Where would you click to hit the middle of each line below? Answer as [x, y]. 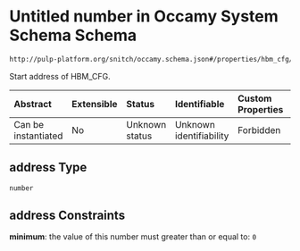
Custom [255, 98]
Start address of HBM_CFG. [60, 76]
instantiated [38, 136]
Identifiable [200, 104]
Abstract [33, 104]
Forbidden [259, 130]
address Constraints [67, 216]
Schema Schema [73, 35]
